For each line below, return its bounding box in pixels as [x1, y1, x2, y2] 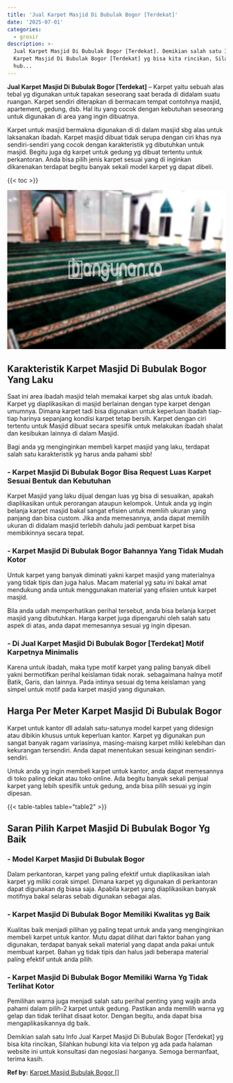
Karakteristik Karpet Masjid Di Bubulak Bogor [7, 362, 207, 375]
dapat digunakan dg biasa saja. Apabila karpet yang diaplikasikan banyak [7, 885, 217, 893]
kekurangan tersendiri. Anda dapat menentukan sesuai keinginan [7, 746, 193, 754]
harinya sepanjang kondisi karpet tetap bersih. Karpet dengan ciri [19, 415, 207, 423]
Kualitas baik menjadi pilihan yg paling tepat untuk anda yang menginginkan [7, 925, 224, 933]
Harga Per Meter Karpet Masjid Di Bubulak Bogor [7, 705, 222, 717]
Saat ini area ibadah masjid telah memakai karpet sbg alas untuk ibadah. [7, 392, 214, 401]
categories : [7, 26, 42, 33]
